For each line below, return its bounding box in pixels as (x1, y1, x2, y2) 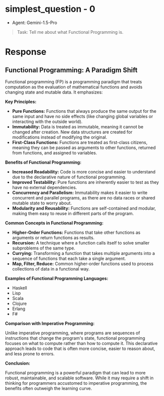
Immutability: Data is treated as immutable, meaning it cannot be (12, 124, 144, 129)
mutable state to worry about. (12, 200, 72, 206)
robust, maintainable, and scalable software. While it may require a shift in (5, 375, 154, 381)
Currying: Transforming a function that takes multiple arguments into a (12, 250, 155, 256)
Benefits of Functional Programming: (5, 159, 82, 165)
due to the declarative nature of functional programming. (12, 174, 126, 180)
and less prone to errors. (5, 350, 55, 356)
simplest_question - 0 (5, 3, 96, 15)
